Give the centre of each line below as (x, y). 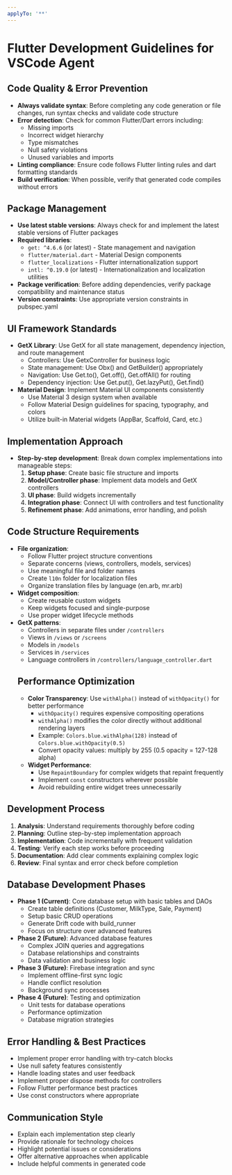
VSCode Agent (51, 63)
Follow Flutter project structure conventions (90, 556)
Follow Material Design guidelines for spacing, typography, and (118, 405)
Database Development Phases (76, 884)
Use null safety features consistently (69, 1066)
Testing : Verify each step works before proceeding (91, 848)
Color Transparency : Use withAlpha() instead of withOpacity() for (124, 698)
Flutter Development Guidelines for (110, 48)
